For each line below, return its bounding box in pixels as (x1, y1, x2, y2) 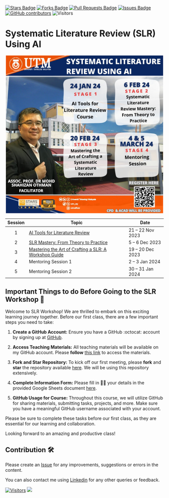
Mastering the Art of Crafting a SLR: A (29, 246, 107, 252)
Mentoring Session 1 (29, 259, 72, 265)
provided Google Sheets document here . (12, 385, 97, 391)
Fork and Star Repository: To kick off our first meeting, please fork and (12, 359, 161, 365)
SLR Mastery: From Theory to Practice (29, 239, 108, 245)
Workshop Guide (29, 252, 64, 258)
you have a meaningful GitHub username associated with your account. (12, 406, 161, 411)
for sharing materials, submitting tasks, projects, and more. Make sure (12, 400, 158, 406)
